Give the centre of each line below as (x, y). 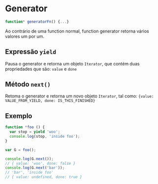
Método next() (28, 84)
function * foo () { (25, 127)
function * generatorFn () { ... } (37, 22)
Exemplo (19, 116)
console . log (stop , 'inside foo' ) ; (45, 136)
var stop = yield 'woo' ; (35, 132)
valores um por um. (25, 36)
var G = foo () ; (21, 150)
